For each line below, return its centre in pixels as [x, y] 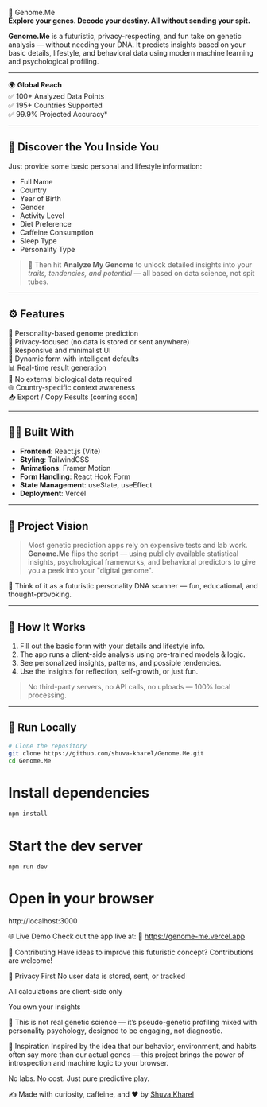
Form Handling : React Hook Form [75, 476]
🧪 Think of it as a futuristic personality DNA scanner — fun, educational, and [133, 586]
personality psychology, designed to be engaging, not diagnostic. [116, 1031]
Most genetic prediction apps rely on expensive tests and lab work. [137, 546]
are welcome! [31, 961]
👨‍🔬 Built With [41, 432]
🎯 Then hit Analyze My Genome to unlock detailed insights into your [140, 264]
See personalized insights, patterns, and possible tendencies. [120, 663]
